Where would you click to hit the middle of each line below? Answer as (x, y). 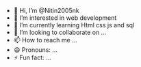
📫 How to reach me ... (45, 40)
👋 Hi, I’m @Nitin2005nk (47, 11)
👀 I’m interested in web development (65, 18)
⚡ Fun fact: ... (32, 57)
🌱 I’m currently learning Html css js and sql (74, 25)
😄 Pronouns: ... (36, 50)
